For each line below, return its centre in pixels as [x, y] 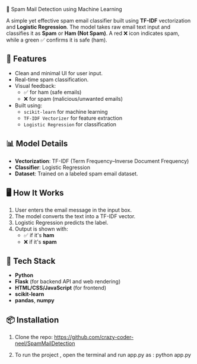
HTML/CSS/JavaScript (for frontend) [61, 288]
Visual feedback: [35, 85]
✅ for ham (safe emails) [53, 92]
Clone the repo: [34, 337]
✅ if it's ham [39, 235]
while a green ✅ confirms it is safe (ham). [57, 40]
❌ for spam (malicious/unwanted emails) [73, 98]
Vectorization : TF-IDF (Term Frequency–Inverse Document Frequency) [102, 161]
